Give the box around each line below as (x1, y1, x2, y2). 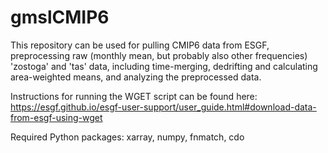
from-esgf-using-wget (10, 111, 103, 123)
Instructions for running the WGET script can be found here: (10, 90, 258, 102)
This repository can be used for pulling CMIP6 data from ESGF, (10, 39, 270, 51)
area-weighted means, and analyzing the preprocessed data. (10, 71, 262, 83)
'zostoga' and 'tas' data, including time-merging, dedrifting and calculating (10, 60, 318, 72)
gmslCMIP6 (10, 6, 110, 29)
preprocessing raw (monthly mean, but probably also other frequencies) (10, 49, 308, 61)
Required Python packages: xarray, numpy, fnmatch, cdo (10, 131, 245, 143)
